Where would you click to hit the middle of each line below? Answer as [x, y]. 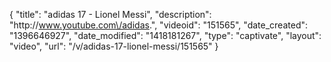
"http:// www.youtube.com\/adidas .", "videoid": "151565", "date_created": [159, 25]
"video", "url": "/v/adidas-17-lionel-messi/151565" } [114, 46]
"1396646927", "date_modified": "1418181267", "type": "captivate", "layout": [165, 35]
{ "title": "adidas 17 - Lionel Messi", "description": [110, 14]
